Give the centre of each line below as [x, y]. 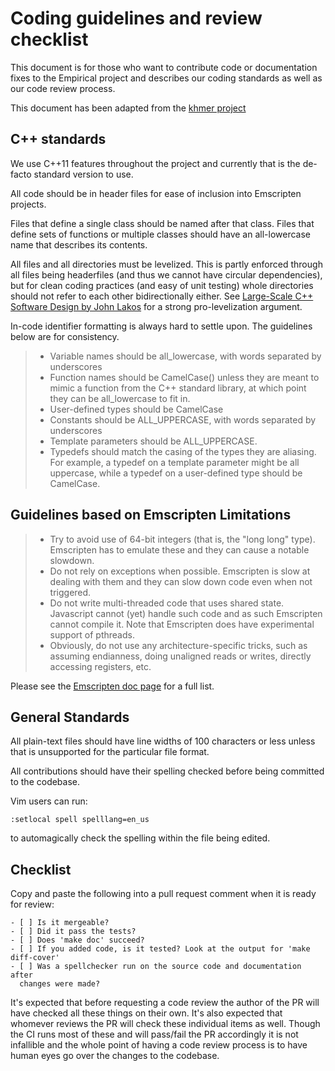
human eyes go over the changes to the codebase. [115, 1056]
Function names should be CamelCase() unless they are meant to [184, 377]
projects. [28, 204]
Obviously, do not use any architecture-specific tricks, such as [178, 645]
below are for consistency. [65, 336]
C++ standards [58, 139]
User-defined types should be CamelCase [136, 409]
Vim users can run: [49, 801]
